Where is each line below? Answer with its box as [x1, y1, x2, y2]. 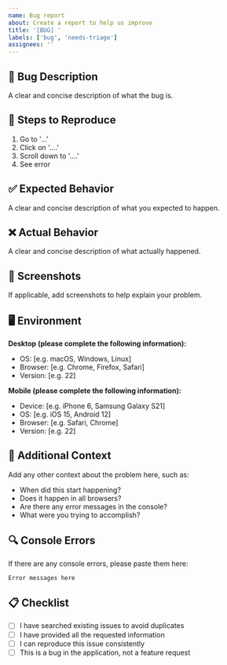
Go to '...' [19, 134, 49, 144]
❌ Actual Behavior [8, 226, 99, 239]
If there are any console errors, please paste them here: [8, 559, 189, 568]
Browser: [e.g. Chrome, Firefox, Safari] [19, 362, 145, 372]
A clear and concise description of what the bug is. [8, 90, 174, 100]
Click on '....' [19, 142, 60, 152]
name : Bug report [8, 11, 65, 20]
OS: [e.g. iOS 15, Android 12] [19, 410, 112, 419]
